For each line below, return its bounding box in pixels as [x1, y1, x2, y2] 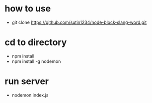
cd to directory [4, 37, 67, 48]
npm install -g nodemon [11, 58, 61, 64]
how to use [4, 3, 51, 14]
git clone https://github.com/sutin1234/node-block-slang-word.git [11, 19, 147, 25]
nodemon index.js [11, 92, 49, 98]
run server [4, 76, 49, 87]
